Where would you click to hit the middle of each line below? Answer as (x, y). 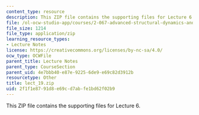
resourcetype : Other (32, 78)
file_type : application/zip (41, 34)
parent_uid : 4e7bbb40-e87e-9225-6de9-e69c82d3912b (70, 72)
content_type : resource (36, 12)
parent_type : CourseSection (41, 67)
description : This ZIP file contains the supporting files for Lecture (96, 17)
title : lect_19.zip (30, 84)
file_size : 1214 (26, 28)
